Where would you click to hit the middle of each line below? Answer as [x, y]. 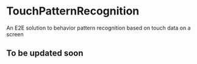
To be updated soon [45, 53]
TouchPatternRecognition [73, 11]
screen [15, 34]
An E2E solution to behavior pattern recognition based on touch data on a [99, 28]
